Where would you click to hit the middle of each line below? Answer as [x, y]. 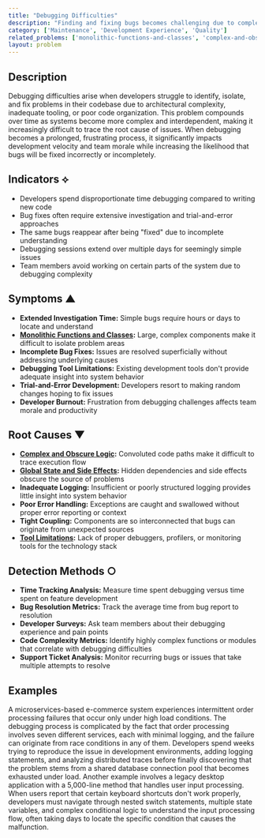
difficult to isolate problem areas [72, 343]
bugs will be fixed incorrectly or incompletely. [82, 154]
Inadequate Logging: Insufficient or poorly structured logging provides [135, 487]
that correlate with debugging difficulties [86, 649]
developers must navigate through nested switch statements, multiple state [130, 802]
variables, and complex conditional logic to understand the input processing [131, 810]
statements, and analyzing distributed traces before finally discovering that [130, 760]
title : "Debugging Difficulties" [63, 15]
